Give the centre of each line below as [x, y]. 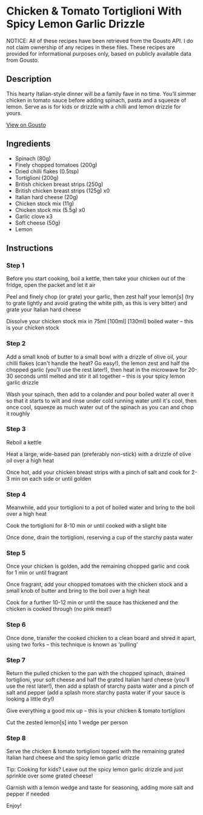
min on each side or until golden [51, 478]
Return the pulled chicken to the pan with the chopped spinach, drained [96, 673]
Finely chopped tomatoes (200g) [56, 165]
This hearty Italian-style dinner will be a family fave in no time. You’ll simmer [101, 94]
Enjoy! [14, 806]
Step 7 [16, 660]
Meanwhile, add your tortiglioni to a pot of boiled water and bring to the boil [101, 507]
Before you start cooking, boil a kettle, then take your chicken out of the [96, 279]
